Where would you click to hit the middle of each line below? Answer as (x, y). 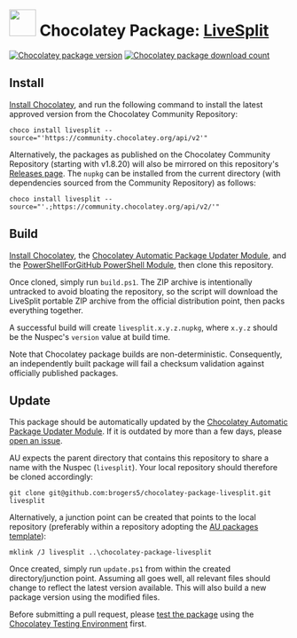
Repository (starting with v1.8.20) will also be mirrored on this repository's (144, 163)
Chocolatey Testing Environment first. (78, 624)
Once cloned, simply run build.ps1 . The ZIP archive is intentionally (131, 282)
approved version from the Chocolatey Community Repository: (123, 114)
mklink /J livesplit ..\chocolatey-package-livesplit (111, 553)
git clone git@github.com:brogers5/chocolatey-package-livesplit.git (141, 493)
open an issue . (36, 441)
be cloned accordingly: (51, 477)
